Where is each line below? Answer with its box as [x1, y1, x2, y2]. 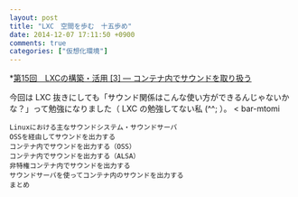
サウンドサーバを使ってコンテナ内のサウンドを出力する [9, 171, 184, 181]
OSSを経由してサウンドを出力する [9, 133, 116, 142]
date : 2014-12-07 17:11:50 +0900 [9, 30, 135, 39]
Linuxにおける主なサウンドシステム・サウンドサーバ [9, 123, 178, 132]
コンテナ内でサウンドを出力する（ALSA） [9, 152, 140, 161]
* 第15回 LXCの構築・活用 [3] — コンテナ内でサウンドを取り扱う [9, 73, 252, 84]
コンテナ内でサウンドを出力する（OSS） [9, 142, 136, 152]
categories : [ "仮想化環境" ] [9, 47, 108, 56]
